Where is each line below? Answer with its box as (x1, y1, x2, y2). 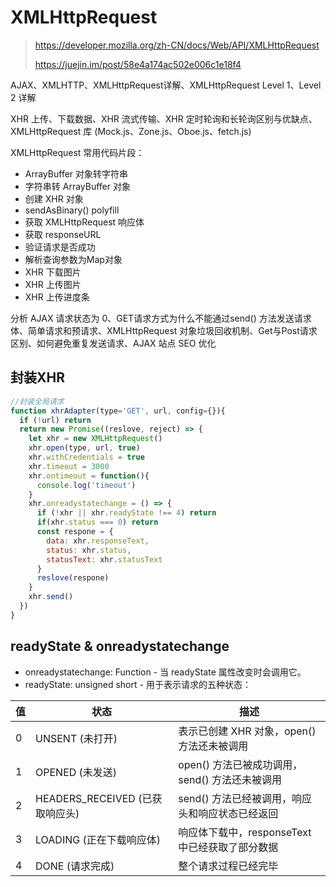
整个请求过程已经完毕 (178, 859, 279, 873)
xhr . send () (28, 592, 74, 602)
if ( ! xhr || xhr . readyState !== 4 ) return (36, 508, 217, 518)
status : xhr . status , (46, 545, 132, 555)
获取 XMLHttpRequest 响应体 (24, 216, 145, 228)
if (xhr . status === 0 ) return (36, 517, 159, 528)
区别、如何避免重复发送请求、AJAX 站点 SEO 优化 (10, 337, 217, 349)
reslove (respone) (36, 573, 110, 583)
